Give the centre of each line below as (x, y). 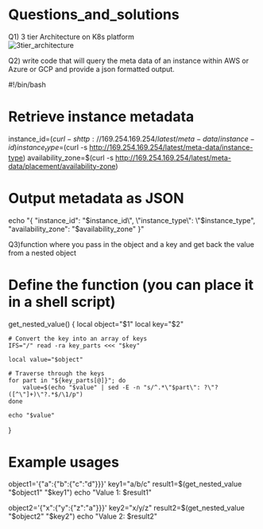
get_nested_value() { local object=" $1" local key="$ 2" (96, 323)
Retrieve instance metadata (101, 117)
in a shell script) (62, 302)
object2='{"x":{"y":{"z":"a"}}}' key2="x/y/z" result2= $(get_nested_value (126, 508)
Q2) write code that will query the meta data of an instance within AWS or (129, 61)
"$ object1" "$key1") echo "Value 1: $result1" (80, 492)
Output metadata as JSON (96, 198)
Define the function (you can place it (131, 285)
